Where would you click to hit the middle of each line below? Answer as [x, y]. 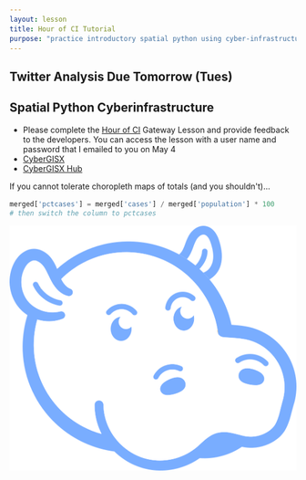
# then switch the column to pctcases [83, 214]
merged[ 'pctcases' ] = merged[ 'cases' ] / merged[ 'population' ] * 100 [142, 204]
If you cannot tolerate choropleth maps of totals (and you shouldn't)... [140, 186]
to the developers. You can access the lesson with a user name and [149, 139]
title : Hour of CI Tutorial [63, 29]
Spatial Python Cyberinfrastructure [112, 108]
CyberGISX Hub [52, 168]
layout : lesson [38, 19]
